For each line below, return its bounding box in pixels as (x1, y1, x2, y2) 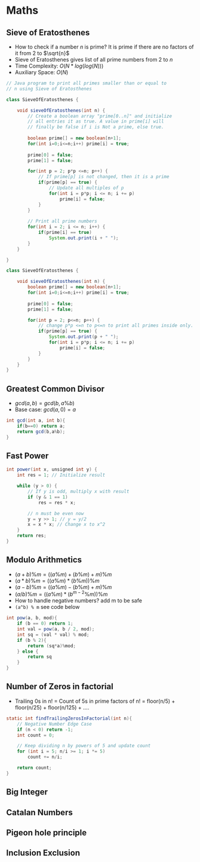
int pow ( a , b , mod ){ (6, 615, 58, 621)
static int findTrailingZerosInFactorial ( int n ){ (6, 715, 133, 721)
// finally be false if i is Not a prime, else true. (27, 124, 164, 130)
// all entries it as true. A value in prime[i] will (27, 118, 164, 124)
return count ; (17, 765, 52, 771)
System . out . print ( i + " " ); (48, 234, 119, 241)
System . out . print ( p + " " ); (48, 334, 119, 340)
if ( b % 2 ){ (17, 637, 47, 643)
